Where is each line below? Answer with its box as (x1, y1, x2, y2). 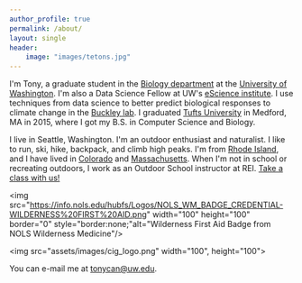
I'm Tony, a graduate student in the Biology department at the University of (9, 78, 288, 89)
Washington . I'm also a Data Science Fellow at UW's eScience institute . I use (9, 88, 294, 99)
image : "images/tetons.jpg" (25, 52, 131, 62)
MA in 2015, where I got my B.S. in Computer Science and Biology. (9, 117, 256, 128)
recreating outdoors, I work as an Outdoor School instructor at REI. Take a (9, 163, 284, 174)
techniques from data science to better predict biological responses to (9, 97, 271, 108)
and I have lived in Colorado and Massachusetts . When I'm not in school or (9, 153, 288, 164)
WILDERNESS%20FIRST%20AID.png (9, 209, 147, 220)
